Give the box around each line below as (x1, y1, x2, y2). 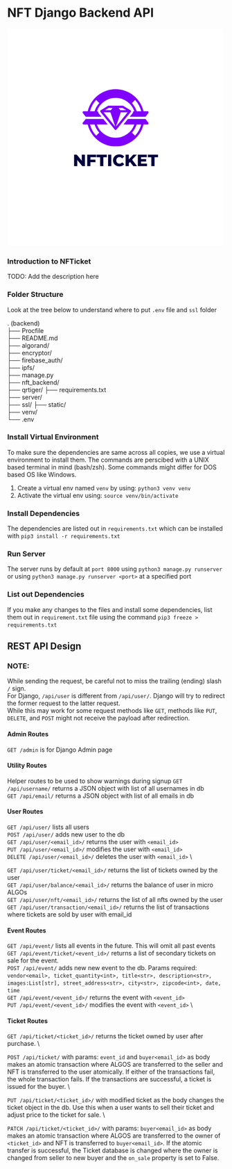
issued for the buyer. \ (7, 1083, 71, 1091)
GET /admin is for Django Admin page (7, 745, 113, 754)
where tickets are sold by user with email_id (7, 910, 132, 919)
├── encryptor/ (7, 348, 52, 357)
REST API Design (7, 640, 82, 652)
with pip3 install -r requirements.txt (7, 532, 121, 540)
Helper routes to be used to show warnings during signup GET (7, 777, 183, 785)
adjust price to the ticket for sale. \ (7, 1111, 105, 1119)
